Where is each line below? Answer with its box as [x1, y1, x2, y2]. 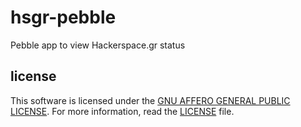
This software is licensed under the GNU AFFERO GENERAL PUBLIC [10, 94, 291, 106]
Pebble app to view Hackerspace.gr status [10, 39, 186, 51]
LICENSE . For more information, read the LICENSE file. [10, 105, 235, 117]
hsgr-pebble [10, 6, 117, 29]
